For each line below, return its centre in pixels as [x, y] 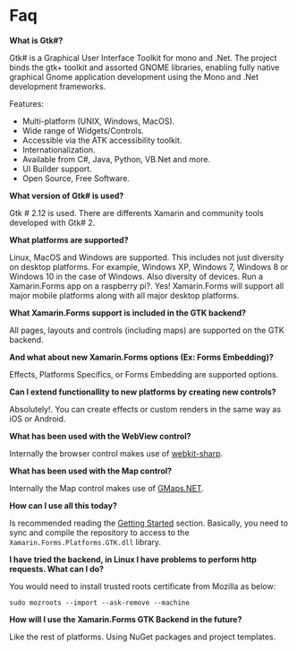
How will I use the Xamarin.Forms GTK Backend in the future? [126, 619]
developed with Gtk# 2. [52, 222]
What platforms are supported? [69, 239]
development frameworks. [58, 86]
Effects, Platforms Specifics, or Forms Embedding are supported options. [144, 374]
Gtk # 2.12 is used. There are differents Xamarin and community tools [136, 213]
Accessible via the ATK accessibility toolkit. [102, 140]
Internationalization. [59, 150]
